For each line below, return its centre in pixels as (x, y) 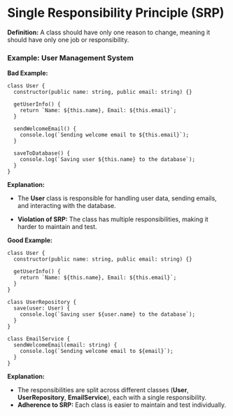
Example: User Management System (71, 57)
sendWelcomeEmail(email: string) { (65, 345)
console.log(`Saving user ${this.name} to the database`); (108, 160)
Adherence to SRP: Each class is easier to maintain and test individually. (122, 405)
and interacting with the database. (67, 206)
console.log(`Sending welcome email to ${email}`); (97, 352)
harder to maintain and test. (57, 227)
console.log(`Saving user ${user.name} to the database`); (108, 314)
